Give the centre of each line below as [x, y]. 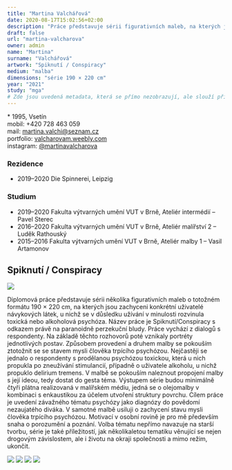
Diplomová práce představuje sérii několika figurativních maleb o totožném [114, 300]
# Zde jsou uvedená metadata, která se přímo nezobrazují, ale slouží [111, 97]
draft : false [26, 33]
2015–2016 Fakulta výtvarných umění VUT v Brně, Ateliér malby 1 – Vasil [119, 241]
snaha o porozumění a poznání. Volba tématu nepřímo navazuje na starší [110, 424]
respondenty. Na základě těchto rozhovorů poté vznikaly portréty [100, 336]
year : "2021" [26, 84]
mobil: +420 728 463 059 [44, 124]
